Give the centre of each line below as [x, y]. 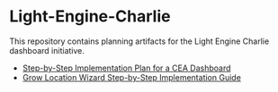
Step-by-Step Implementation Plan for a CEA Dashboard [126, 68]
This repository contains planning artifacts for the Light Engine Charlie [139, 41]
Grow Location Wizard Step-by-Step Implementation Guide [131, 77]
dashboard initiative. [47, 50]
